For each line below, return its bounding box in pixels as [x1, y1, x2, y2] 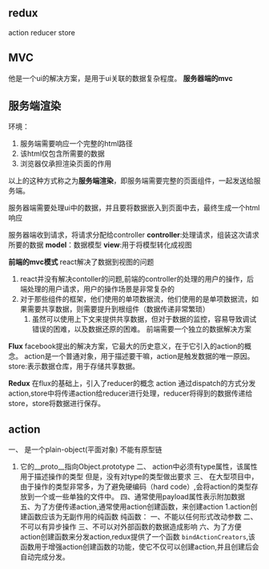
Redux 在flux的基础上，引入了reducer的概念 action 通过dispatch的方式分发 [8, 379, 256, 388]
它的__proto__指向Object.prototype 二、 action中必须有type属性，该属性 [19, 461, 258, 472]
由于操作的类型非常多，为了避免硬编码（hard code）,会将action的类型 [19, 482, 252, 492]
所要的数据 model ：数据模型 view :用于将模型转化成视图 [8, 240, 192, 250]
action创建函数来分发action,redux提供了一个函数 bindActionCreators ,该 [19, 532, 256, 542]
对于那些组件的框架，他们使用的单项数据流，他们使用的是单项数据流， [19, 295, 252, 304]
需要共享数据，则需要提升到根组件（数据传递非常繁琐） [26, 304, 210, 314]
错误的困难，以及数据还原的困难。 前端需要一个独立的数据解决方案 [31, 324, 252, 334]
